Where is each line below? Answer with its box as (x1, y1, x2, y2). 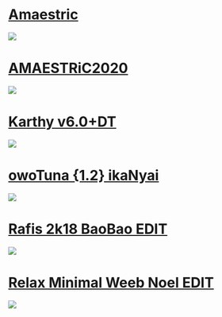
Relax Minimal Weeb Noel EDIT (8, 273, 214, 292)
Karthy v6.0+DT (8, 113, 117, 131)
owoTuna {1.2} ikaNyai (8, 167, 159, 184)
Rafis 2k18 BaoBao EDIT (8, 220, 168, 238)
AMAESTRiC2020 (8, 60, 128, 77)
